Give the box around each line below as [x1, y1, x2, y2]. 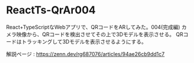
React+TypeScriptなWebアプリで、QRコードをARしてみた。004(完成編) [6, 23, 180, 30]
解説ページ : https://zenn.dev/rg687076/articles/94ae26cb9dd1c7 [6, 50, 165, 57]
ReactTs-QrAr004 [6, 3, 96, 17]
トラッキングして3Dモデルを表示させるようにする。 [21, 38, 147, 45]
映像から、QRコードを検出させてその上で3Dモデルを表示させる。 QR [16, 30, 183, 38]
